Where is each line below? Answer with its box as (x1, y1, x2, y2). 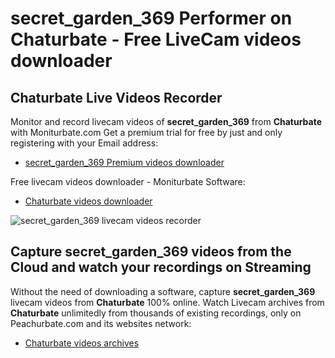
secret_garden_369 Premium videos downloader (24, 157, 225, 168)
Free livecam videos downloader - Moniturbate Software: (10, 176, 246, 187)
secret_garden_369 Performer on (10, 7, 293, 30)
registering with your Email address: (10, 137, 159, 149)
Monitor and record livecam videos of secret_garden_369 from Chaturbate (10, 116, 323, 127)
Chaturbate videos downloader (24, 195, 153, 207)
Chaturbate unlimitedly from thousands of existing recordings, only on (10, 307, 302, 319)
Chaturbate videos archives (24, 337, 140, 349)
